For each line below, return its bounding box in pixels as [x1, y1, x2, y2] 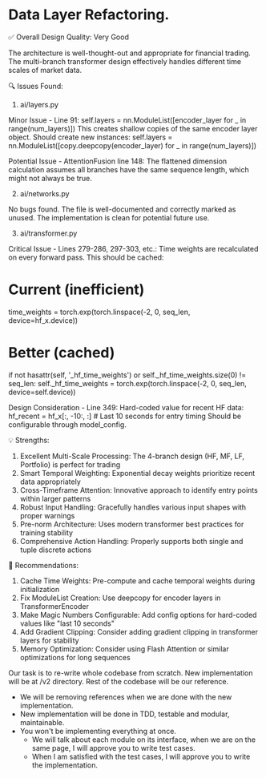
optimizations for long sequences [19, 652, 131, 662]
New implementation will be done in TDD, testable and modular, [19, 709, 230, 719]
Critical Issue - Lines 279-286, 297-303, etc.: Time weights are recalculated [8, 244, 259, 253]
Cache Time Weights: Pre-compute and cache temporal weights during [19, 575, 256, 586]
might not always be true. [8, 173, 92, 183]
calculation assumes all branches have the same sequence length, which [8, 164, 250, 174]
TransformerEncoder [19, 601, 90, 611]
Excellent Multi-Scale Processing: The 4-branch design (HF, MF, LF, [19, 451, 244, 461]
